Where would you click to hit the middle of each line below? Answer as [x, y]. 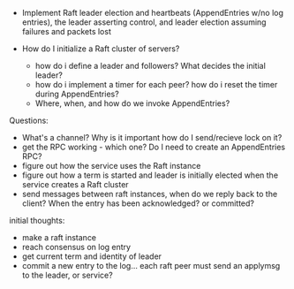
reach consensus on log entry [76, 247]
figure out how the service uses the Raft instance [111, 166]
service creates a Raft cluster [75, 184]
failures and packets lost [67, 31]
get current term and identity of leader [91, 256]
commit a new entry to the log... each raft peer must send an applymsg [151, 266]
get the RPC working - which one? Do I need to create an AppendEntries [153, 147]
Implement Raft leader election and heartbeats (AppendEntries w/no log [153, 13]
